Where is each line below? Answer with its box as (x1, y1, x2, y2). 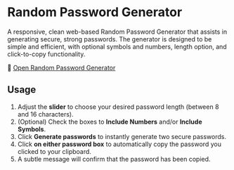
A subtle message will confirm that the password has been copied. (17, 155, 211, 163)
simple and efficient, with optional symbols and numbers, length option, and (7, 42, 227, 51)
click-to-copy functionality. (7, 50, 86, 58)
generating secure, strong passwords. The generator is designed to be (7, 34, 212, 43)
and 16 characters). (17, 110, 74, 118)
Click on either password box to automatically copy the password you (17, 140, 221, 148)
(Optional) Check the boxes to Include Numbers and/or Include (17, 117, 202, 126)
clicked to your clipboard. (17, 147, 91, 155)
